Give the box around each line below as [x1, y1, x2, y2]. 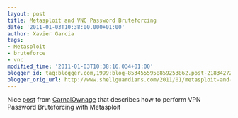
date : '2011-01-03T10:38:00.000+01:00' [7, 23, 125, 30]
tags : [7, 37, 23, 44]
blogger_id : [7, 69, 42, 76]
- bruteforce [7, 50, 46, 57]
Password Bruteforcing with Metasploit [7, 103, 121, 112]
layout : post [7, 10, 46, 18]
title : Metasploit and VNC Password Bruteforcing [7, 17, 157, 24]
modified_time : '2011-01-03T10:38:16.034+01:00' [7, 63, 154, 70]
